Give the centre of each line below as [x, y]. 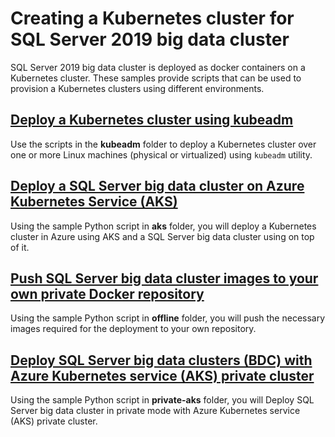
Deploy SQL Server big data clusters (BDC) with [161, 360]
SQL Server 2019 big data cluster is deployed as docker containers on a [158, 67]
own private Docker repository [107, 293]
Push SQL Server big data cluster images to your [164, 278]
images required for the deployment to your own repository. [133, 329]
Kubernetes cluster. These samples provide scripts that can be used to [156, 78]
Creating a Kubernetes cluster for [152, 18]
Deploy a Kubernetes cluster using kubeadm [152, 120]
